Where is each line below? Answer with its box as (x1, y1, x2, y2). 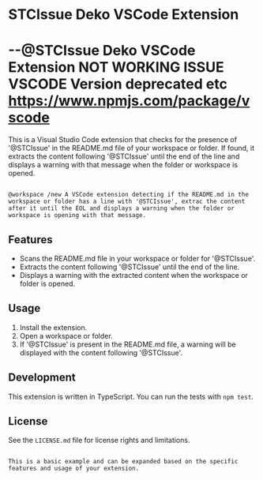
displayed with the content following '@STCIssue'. (19, 347, 183, 357)
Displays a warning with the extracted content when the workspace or (19, 270, 249, 279)
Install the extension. (19, 322, 88, 332)
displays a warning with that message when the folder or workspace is (8, 160, 239, 170)
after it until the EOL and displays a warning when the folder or (8, 204, 235, 212)
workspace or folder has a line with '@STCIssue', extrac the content (8, 197, 246, 206)
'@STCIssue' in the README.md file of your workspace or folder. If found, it (8, 144, 255, 153)
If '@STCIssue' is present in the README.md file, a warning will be (19, 339, 236, 349)
